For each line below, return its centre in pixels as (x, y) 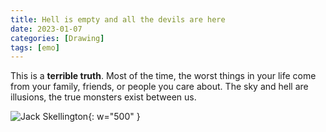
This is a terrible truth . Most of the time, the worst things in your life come (163, 76)
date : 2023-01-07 (46, 29)
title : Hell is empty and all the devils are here (118, 19)
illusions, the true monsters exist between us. (103, 97)
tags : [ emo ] (35, 47)
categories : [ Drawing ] (57, 38)
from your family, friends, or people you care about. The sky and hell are (159, 87)
